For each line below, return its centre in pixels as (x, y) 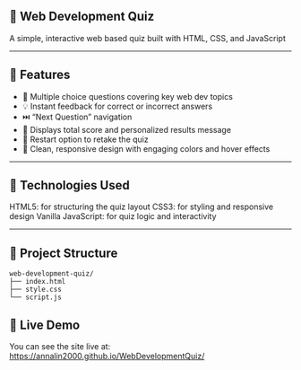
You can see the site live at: (60, 347)
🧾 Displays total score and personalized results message (126, 129)
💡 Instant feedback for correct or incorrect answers (117, 106)
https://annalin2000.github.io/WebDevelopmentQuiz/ (107, 357)
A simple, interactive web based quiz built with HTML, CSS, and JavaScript (148, 38)
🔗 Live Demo (45, 325)
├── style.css (36, 290)
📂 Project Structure (64, 253)
